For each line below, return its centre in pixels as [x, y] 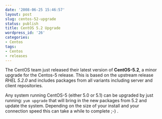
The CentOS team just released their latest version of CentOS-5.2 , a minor [81, 70]
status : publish [22, 24]
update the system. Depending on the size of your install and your [72, 106]
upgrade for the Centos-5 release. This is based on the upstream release [79, 75]
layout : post [19, 14]
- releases [16, 56]
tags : [11, 47]
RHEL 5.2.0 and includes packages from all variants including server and [79, 80]
